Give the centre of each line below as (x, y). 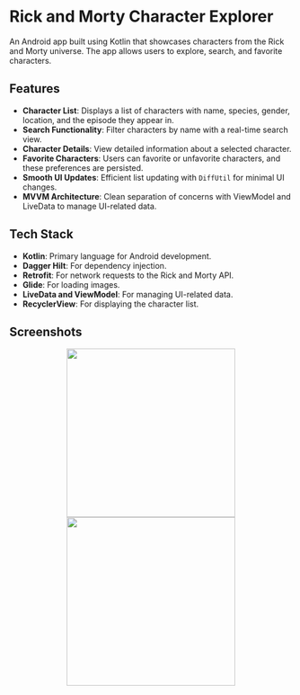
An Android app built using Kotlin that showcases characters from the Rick (147, 41)
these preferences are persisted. (83, 167)
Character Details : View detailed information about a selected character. (157, 148)
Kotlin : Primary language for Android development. (117, 256)
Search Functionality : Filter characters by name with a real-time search (155, 129)
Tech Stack (41, 234)
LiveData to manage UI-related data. (89, 206)
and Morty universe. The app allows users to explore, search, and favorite (146, 50)
